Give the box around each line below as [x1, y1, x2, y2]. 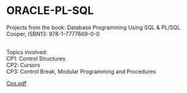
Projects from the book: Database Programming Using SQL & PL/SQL [6, 24, 181, 31]
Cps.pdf [6, 80, 27, 87]
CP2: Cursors [6, 61, 40, 69]
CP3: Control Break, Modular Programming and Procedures [6, 67, 156, 75]
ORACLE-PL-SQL [6, 4, 94, 18]
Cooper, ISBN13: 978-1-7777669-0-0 [6, 30, 100, 37]
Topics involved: [6, 48, 48, 55]
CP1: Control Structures [6, 55, 66, 62]
